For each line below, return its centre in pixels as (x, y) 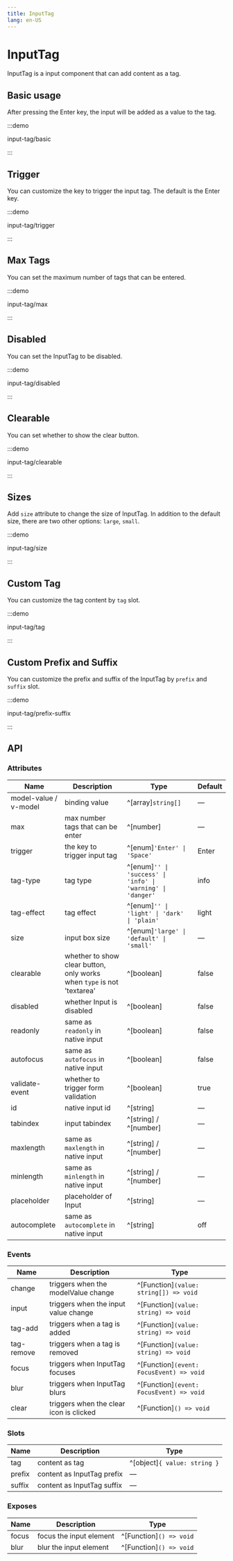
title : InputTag (31, 14)
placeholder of (88, 1196)
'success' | (147, 874)
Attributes (25, 768)
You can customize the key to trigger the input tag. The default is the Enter (114, 191)
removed (64, 1352)
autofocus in (85, 1059)
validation (81, 1096)
